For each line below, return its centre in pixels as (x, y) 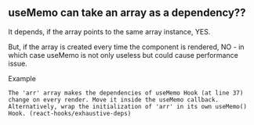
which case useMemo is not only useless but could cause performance (123, 55)
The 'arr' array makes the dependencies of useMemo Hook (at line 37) (126, 93)
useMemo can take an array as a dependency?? (127, 13)
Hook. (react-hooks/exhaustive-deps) (70, 113)
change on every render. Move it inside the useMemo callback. (114, 100)
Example (22, 78)
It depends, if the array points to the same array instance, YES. (109, 31)
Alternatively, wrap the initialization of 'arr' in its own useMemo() (127, 106)
